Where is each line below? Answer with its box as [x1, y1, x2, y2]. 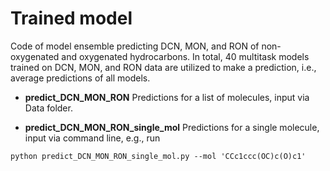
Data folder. [24, 102, 73, 114]
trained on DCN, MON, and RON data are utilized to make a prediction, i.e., [10, 61, 317, 73]
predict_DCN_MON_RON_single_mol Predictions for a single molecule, [24, 121, 320, 133]
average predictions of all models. [10, 72, 151, 84]
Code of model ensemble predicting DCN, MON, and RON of [10, 40, 260, 52]
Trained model [10, 7, 133, 30]
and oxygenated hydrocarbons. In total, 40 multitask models [61, 50, 310, 62]
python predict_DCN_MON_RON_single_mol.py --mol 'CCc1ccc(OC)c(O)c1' [10, 151, 307, 161]
